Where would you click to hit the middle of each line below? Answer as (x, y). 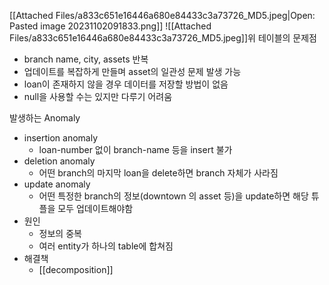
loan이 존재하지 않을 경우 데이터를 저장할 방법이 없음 (126, 84)
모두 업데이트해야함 (95, 208)
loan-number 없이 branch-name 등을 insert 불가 (135, 149)
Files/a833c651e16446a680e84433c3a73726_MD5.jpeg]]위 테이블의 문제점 (163, 38)
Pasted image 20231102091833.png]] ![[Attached (110, 26)
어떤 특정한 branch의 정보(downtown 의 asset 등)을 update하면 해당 (173, 196)
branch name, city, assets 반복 (86, 59)
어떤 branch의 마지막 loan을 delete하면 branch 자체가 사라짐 (158, 173)
